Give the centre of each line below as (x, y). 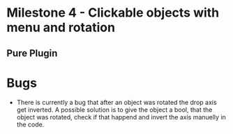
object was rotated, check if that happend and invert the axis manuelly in (121, 117)
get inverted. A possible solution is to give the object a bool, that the (114, 110)
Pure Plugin (32, 53)
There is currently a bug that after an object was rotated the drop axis (116, 102)
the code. (30, 124)
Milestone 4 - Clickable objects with (113, 13)
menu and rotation (61, 27)
